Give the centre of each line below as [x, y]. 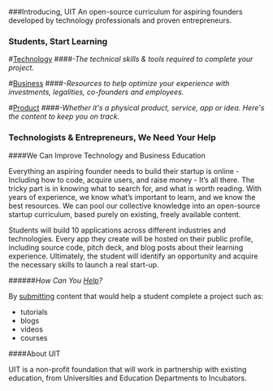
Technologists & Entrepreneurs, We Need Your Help [113, 137]
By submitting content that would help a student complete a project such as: [136, 296]
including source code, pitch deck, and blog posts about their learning [126, 247]
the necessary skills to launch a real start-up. [84, 264]
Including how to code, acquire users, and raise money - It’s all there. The [132, 180]
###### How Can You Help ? [56, 280]
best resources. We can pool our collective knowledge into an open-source [134, 206]
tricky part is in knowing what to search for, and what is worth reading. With [135, 188]
